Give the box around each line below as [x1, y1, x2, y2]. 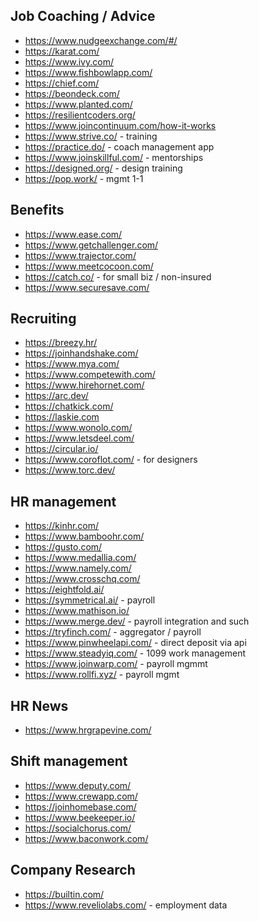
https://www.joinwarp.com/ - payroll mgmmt [24, 658, 208, 670]
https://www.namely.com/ [24, 562, 132, 574]
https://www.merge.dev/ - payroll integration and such [24, 615, 250, 628]
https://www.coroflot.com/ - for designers [24, 454, 198, 466]
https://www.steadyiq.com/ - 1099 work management [24, 647, 247, 659]
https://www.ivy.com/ [24, 55, 114, 68]
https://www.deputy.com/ [24, 779, 132, 791]
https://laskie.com [24, 411, 100, 423]
